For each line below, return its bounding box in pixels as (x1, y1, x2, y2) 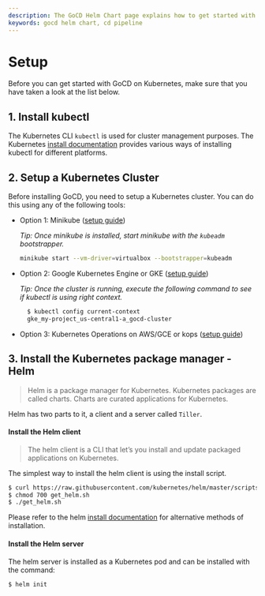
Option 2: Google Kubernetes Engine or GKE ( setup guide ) (19, 268, 209, 278)
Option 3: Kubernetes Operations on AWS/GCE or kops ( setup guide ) (19, 329, 244, 339)
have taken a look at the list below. (8, 88, 121, 97)
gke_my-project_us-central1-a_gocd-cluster (27, 315, 172, 323)
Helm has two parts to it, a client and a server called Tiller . (8, 409, 203, 418)
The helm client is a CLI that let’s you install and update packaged (27, 444, 241, 454)
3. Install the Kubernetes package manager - (8, 352, 232, 365)
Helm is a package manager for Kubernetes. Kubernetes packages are (27, 385, 256, 395)
